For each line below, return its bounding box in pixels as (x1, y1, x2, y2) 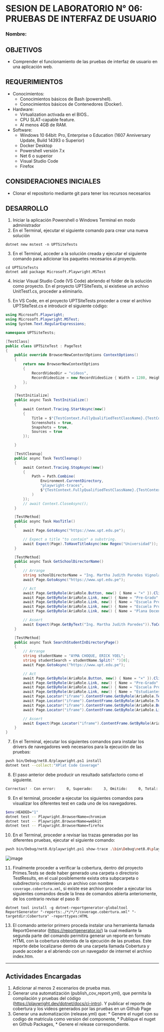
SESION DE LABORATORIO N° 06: (5, 3, 143, 14)
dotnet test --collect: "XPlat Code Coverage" (5, 763, 99, 768)
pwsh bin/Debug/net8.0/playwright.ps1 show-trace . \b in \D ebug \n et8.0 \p (5, 847, 154, 852)
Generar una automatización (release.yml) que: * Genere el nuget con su (12, 1011, 159, 1017)
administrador (12, 222, 41, 228)
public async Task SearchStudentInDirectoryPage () (14, 640, 119, 645)
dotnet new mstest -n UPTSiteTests (5, 242, 78, 247)
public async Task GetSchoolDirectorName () (14, 559, 104, 564)
